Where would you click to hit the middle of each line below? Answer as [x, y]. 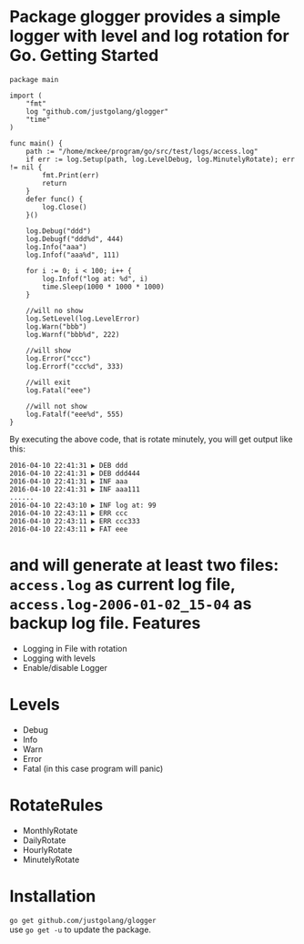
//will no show [55, 310]
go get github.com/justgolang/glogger [83, 920]
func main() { [36, 143]
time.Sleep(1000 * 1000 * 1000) [104, 287]
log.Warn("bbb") [57, 326]
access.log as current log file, [122, 585]
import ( [26, 96]
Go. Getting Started [84, 56]
